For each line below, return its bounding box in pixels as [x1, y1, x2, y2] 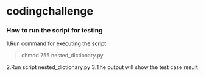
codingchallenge [6, 4, 93, 18]
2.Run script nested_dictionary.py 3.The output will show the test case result [6, 64, 198, 71]
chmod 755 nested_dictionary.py [21, 52, 104, 59]
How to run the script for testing [6, 26, 103, 35]
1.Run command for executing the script [6, 40, 107, 47]
